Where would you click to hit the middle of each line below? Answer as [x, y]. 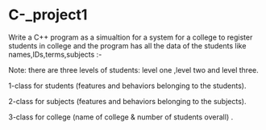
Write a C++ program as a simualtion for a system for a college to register [131, 37]
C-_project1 [48, 15]
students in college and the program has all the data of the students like [127, 45]
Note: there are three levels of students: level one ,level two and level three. [134, 69]
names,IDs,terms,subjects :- [55, 54]
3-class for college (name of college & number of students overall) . [121, 117]
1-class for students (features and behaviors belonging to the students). [128, 86]
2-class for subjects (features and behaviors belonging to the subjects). [127, 101]
